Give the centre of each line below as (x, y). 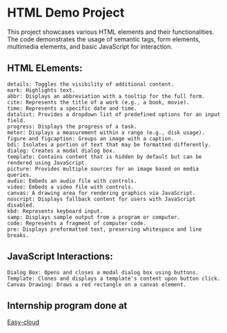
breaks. (18, 235)
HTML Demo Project (66, 13)
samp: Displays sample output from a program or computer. (94, 217)
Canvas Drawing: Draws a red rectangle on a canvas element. (97, 285)
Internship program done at (67, 305)
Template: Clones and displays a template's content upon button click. (114, 278)
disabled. (21, 205)
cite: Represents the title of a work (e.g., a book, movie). (98, 102)
